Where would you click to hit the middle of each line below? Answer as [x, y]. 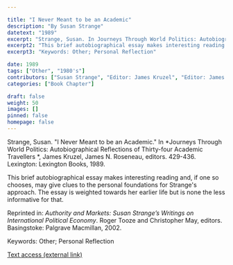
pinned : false [28, 116]
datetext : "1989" [32, 33]
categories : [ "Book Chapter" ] [51, 84]
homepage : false [31, 122]
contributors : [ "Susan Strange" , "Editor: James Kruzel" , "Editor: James [116, 77]
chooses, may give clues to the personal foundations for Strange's [102, 185]
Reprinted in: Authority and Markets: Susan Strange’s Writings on [101, 213]
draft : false [26, 96]
